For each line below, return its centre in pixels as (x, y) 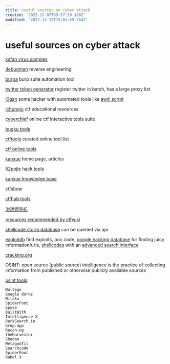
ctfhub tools (18, 199)
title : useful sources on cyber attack (48, 10)
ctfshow (14, 189)
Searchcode (17, 348)
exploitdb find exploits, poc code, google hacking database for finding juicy (85, 240)
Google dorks (19, 294)
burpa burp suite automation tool (40, 79)
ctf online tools (21, 149)
